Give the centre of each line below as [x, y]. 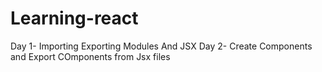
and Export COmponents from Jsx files [90, 56]
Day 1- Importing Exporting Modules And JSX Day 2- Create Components [161, 46]
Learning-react [74, 18]
